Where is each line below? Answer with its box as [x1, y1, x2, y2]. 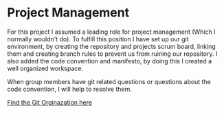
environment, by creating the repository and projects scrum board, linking [7, 42, 216, 50]
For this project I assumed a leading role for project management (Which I [7, 28, 216, 36]
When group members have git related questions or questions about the [7, 77, 211, 85]
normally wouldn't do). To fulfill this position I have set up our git [7, 34, 189, 43]
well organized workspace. [7, 64, 84, 72]
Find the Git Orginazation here [7, 98, 93, 106]
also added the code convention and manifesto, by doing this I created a [7, 56, 212, 65]
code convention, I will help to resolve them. [7, 85, 132, 93]
